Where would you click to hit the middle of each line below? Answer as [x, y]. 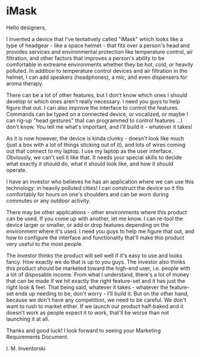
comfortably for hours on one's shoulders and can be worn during [87, 194]
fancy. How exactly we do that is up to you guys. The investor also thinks [96, 261]
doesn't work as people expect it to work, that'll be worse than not [88, 312]
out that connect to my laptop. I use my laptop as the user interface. [90, 151]
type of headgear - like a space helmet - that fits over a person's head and [98, 45]
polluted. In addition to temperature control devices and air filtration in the [97, 70]
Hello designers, [26, 27]
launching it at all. [28, 319]
